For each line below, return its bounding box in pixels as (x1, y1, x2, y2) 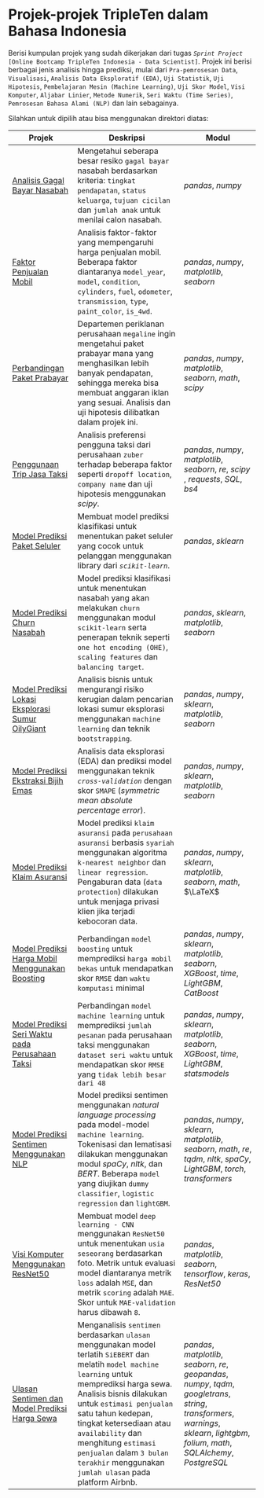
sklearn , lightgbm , (183, 1427, 251, 1438)
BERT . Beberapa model (77, 1168, 160, 1179)
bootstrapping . (77, 732, 132, 743)
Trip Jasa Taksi (12, 468, 68, 479)
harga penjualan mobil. (77, 246, 162, 257)
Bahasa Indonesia (8, 22, 127, 40)
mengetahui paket (77, 338, 145, 349)
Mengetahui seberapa (77, 145, 159, 156)
